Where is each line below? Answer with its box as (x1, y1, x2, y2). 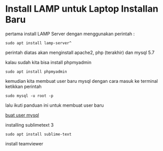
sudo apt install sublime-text (5, 132, 72, 137)
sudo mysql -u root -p (5, 93, 53, 98)
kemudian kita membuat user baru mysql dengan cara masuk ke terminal (5, 78, 158, 84)
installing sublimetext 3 (5, 122, 54, 128)
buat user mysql (5, 112, 39, 118)
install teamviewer (5, 140, 43, 146)
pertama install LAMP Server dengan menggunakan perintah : (5, 31, 135, 37)
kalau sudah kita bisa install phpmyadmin (5, 59, 92, 65)
